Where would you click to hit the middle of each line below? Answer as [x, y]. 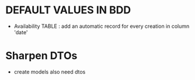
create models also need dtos [50, 72]
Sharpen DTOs [41, 56]
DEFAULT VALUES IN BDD [68, 10]
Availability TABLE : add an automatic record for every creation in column [102, 26]
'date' [21, 32]
